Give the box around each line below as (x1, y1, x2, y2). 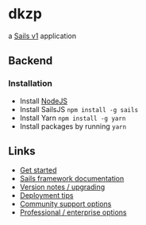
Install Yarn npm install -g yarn (19, 113, 126, 122)
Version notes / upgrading (19, 182, 106, 192)
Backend (8, 54, 53, 68)
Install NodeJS (19, 96, 68, 106)
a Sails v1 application (8, 31, 77, 41)
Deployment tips (19, 191, 74, 200)
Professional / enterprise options (19, 208, 127, 217)
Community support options (19, 200, 112, 209)
